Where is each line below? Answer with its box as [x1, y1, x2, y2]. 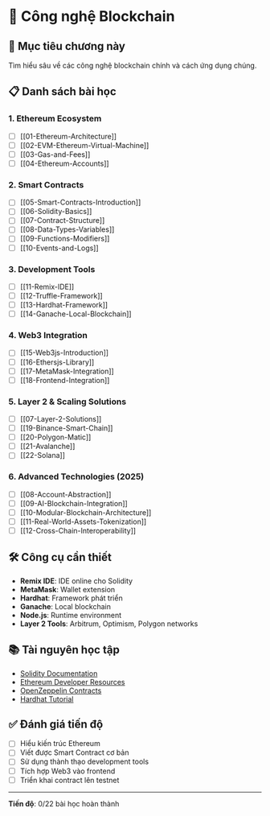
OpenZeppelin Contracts [19, 686, 102, 695]
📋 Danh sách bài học [8, 84, 117, 99]
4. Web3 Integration [8, 330, 88, 341]
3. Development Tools [8, 263, 96, 274]
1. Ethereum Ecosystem [8, 113, 102, 124]
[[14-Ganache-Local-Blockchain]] [19, 309, 132, 319]
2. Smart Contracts [8, 179, 84, 190]
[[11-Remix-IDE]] [19, 282, 75, 291]
